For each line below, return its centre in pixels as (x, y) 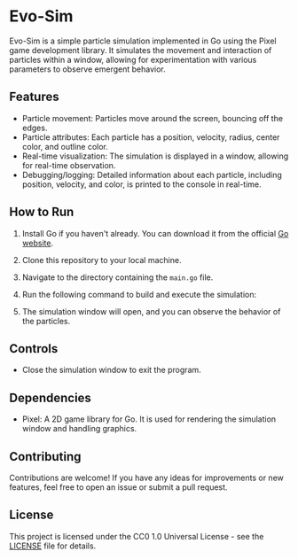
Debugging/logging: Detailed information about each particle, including (152, 175)
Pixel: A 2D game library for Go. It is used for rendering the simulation (149, 419)
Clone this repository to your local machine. (102, 260)
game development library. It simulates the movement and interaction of (141, 50)
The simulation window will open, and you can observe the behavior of (151, 311)
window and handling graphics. (79, 429)
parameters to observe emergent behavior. (87, 69)
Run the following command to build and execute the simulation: (139, 294)
